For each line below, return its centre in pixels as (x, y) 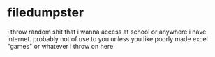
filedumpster (46, 13)
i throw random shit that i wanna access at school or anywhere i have (107, 32)
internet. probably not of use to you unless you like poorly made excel (107, 38)
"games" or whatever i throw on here (60, 46)
